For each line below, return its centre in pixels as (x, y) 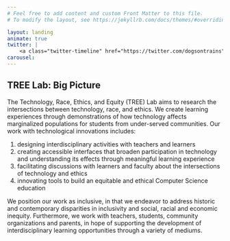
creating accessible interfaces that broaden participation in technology (117, 151)
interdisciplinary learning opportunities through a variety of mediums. (105, 230)
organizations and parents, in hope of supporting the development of (104, 223)
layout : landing (30, 32)
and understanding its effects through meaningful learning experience (116, 159)
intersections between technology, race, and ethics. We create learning (108, 109)
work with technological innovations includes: (72, 131)
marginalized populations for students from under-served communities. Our (114, 123)
